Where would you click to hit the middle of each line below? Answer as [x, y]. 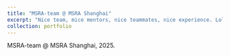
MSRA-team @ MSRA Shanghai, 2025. [61, 46]
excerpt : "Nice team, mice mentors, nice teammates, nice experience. [110, 20]
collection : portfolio [39, 26]
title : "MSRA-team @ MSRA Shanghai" [59, 13]
